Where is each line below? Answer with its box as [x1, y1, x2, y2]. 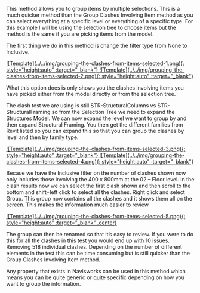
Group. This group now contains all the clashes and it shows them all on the [6, 195, 193, 202]
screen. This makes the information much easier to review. [6, 201, 150, 208]
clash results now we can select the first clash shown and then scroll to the [6, 182, 191, 189]
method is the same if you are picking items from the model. [6, 30, 154, 38]
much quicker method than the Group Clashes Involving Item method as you [6, 11, 193, 18]
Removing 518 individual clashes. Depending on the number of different [6, 243, 182, 250]
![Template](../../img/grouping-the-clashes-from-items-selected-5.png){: [6, 213, 186, 220]
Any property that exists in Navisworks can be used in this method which [6, 268, 186, 275]
